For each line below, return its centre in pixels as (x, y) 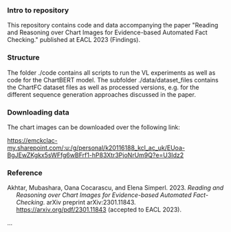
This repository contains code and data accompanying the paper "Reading (113, 25)
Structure (23, 58)
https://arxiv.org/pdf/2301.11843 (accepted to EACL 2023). (99, 210)
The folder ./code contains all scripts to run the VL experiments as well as (111, 72)
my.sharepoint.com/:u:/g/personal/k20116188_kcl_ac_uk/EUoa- (96, 148)
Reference (25, 172)
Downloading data (38, 112)
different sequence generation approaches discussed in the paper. (101, 94)
